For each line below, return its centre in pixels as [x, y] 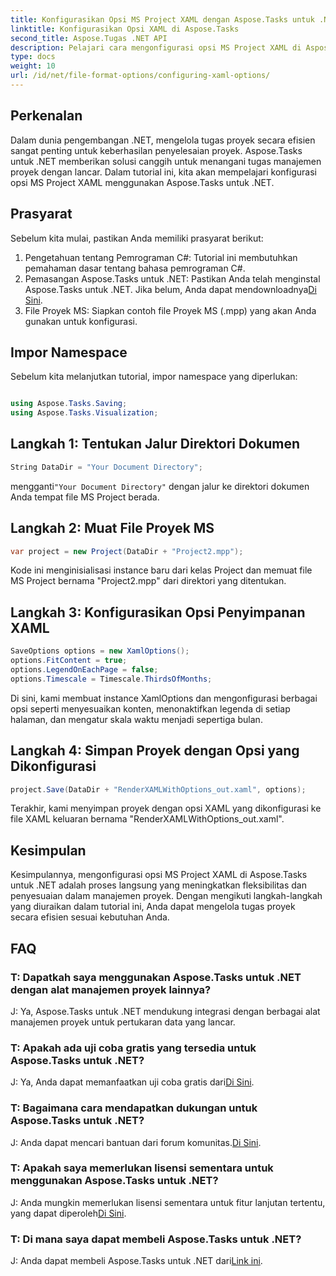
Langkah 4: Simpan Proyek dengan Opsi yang [155, 751]
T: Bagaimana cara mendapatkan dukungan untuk [134, 1108]
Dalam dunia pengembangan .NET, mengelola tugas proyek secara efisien [163, 140]
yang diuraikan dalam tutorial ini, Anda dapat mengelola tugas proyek [153, 907]
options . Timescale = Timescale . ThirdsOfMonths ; [111, 679]
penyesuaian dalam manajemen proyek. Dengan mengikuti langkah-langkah [166, 896]
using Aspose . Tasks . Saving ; [69, 404]
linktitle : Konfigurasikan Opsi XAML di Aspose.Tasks [125, 29]
